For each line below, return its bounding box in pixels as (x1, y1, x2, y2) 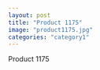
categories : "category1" (8, 33, 90, 41)
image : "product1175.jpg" (8, 26, 93, 33)
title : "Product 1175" (8, 19, 83, 26)
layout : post (8, 11, 51, 19)
